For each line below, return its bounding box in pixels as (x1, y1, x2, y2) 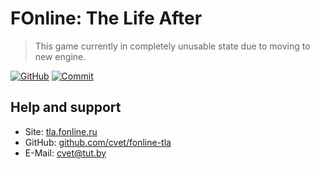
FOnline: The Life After (10, 7, 203, 30)
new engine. (34, 50, 87, 62)
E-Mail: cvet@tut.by (24, 147, 107, 159)
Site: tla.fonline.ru (24, 125, 98, 137)
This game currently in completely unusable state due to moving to (34, 40, 311, 52)
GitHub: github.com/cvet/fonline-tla (24, 136, 172, 148)
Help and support (10, 99, 122, 116)
